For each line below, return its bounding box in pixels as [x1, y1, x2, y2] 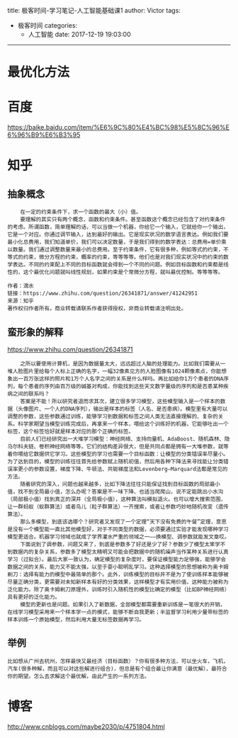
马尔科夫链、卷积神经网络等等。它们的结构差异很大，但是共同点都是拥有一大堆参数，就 [7, 443, 224, 450]
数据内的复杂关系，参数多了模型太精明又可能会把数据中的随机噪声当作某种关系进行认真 [12, 548, 229, 555]
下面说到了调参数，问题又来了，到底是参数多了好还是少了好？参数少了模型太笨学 [20, 540, 221, 547]
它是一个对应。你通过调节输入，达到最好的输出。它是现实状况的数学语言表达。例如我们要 [7, 231, 229, 239]
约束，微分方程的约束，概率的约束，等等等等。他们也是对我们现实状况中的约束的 [23, 254, 224, 261]
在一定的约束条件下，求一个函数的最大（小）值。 [20, 208, 142, 216]
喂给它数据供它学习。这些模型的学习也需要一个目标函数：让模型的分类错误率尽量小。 [17, 450, 229, 458]
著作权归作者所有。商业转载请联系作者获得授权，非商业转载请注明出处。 [7, 305, 187, 312]
